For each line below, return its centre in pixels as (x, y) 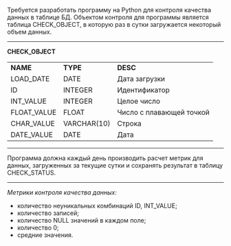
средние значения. (45, 235)
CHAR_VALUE (33, 123)
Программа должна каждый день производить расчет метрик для (105, 158)
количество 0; (38, 227)
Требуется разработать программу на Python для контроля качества (109, 10)
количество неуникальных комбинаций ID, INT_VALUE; (97, 206)
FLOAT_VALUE (34, 112)
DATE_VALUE (32, 135)
